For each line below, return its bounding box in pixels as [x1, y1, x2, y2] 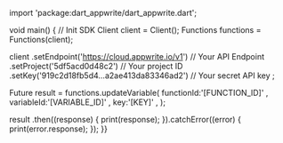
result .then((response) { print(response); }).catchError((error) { [9, 115, 242, 124]
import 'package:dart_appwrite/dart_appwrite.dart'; [9, 8, 198, 18]
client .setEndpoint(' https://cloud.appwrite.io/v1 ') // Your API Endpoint [9, 52, 265, 61]
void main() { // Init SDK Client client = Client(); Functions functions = [9, 25, 262, 35]
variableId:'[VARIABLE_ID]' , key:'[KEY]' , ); [9, 97, 166, 107]
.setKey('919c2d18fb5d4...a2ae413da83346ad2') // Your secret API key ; [9, 70, 275, 81]
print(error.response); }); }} [9, 123, 109, 134]
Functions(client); [9, 35, 74, 44]
